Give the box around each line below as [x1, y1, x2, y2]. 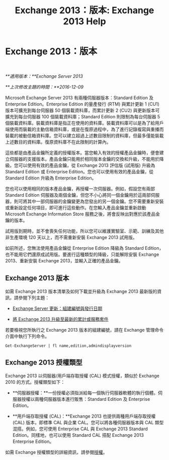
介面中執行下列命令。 [5, 333, 49, 339]
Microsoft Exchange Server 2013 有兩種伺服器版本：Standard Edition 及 [5, 95, 154, 101]
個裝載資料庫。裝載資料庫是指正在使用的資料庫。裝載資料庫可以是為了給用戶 [5, 120, 164, 126]
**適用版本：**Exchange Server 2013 [5, 73, 83, 79]
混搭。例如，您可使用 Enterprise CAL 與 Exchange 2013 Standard [12, 426, 148, 432]
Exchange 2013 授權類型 [5, 358, 82, 367]
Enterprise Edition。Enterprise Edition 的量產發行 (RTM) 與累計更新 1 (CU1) [5, 101, 160, 107]
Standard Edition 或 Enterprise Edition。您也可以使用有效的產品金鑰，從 [5, 168, 154, 174]
